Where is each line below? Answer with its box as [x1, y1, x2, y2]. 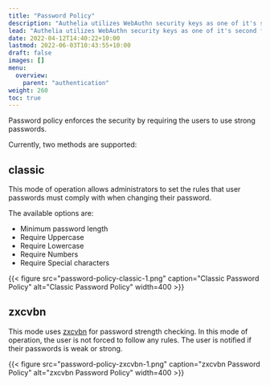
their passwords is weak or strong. [8, 343, 123, 353]
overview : [15, 71, 48, 79]
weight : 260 [8, 86, 48, 95]
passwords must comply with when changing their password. [8, 193, 211, 203]
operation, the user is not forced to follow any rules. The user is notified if [8, 334, 252, 345]
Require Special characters [19, 258, 110, 268]
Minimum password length [19, 224, 108, 233]
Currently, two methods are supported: [8, 140, 137, 149]
